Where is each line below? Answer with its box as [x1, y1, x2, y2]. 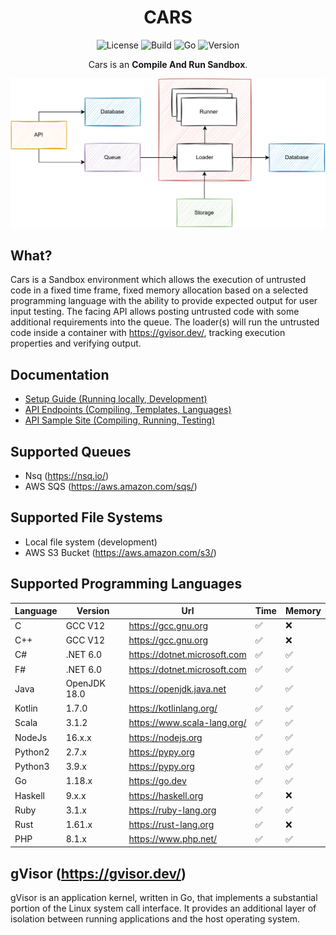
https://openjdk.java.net [128, 682, 227, 695]
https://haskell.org [128, 789, 204, 801]
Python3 [14, 761, 50, 773]
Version [76, 605, 110, 617]
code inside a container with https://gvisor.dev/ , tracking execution [10, 327, 286, 339]
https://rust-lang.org [128, 819, 215, 831]
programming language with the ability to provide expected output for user [10, 295, 318, 307]
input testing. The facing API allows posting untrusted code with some [10, 306, 300, 318]
